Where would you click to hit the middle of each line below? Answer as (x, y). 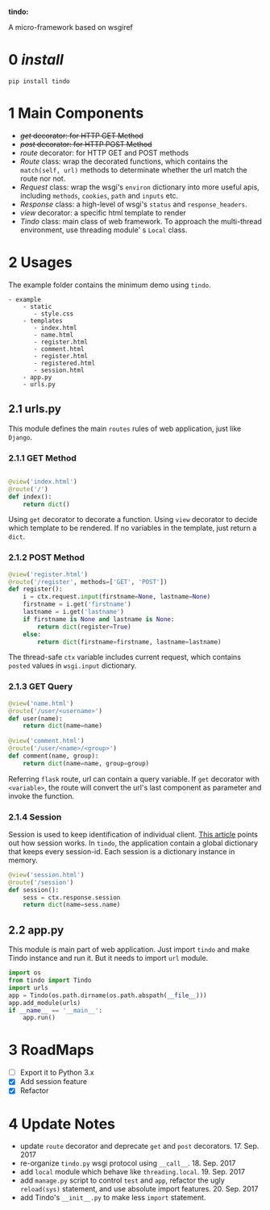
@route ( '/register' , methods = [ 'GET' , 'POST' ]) (88, 582)
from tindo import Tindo (50, 980)
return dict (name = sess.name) (72, 905)
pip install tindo (39, 81)
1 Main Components (76, 113)
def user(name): (35, 718)
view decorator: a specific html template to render (103, 212)
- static (37, 307)
